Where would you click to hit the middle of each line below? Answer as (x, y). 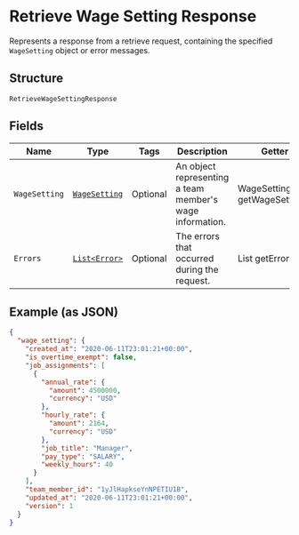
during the (198, 269)
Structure (36, 79)
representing (202, 177)
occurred (195, 258)
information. (201, 221)
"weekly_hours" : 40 (77, 465)
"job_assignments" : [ (65, 365)
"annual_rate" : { (73, 382)
